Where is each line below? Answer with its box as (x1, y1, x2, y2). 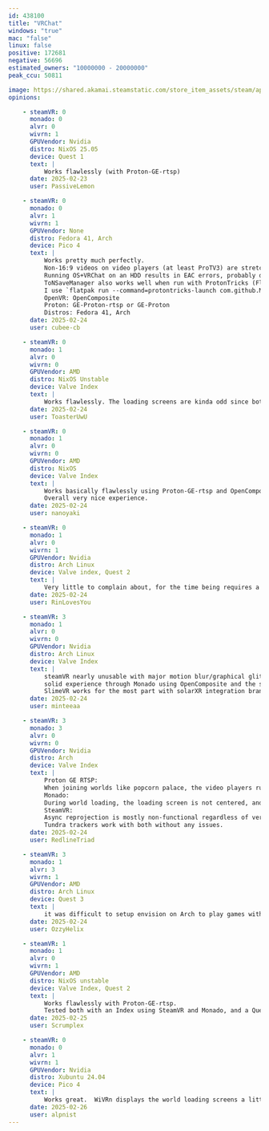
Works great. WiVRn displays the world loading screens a (43, 1096, 246, 1104)
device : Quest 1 (29, 152, 84, 160)
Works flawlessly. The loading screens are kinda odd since (43, 398, 249, 406)
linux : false (8, 42, 52, 50)
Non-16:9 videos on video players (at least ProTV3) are (43, 264, 239, 272)
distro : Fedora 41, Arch (29, 234, 113, 242)
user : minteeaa (29, 703, 81, 711)
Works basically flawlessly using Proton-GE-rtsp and (43, 487, 227, 495)
